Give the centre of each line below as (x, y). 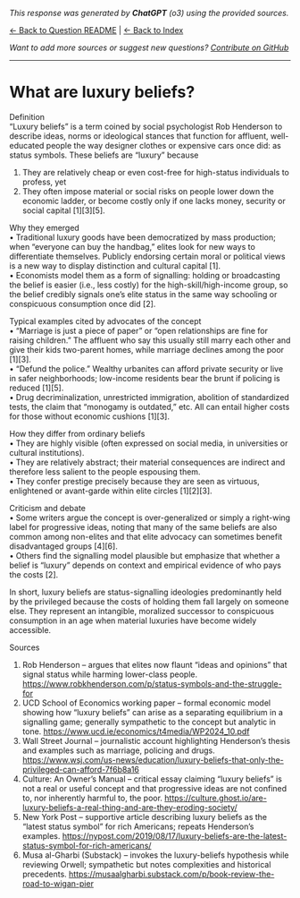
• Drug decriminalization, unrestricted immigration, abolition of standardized (150, 397)
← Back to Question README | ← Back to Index (96, 30)
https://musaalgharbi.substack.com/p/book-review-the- (171, 874)
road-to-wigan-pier (58, 883)
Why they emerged (45, 227)
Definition (27, 116)
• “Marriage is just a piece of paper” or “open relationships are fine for (139, 330)
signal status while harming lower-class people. (110, 674)
